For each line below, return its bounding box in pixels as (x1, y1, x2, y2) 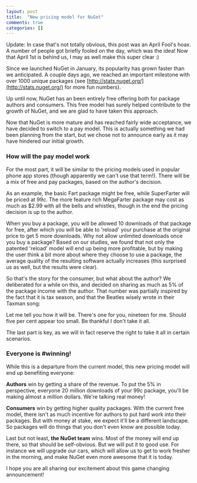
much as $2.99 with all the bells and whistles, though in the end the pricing (6, 202, 188, 209)
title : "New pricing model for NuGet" (6, 14, 104, 20)
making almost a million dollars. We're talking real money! (6, 393, 145, 400)
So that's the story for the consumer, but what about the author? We (6, 274, 172, 282)
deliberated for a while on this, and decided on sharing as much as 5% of (6, 281, 183, 288)
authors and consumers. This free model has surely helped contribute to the (6, 101, 191, 109)
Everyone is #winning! (6, 350, 72, 358)
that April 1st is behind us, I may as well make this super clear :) (6, 53, 160, 61)
